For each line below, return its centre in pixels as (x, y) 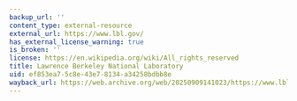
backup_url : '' (37, 17)
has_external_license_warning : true (76, 42)
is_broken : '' (35, 50)
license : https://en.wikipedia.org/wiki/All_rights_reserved (124, 58)
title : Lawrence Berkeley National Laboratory (96, 67)
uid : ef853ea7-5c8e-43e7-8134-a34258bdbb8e (91, 75)
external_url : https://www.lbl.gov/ (76, 33)
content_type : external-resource (71, 25)
